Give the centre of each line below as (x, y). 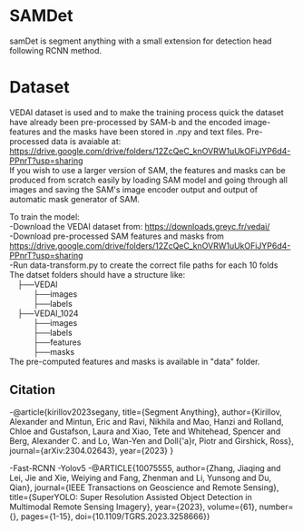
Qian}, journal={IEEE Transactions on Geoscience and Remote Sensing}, (144, 487)
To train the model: (44, 216)
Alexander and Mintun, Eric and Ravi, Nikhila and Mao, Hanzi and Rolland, (147, 421)
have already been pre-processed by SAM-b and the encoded (126, 122)
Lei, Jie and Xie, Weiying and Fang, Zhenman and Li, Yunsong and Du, (141, 477)
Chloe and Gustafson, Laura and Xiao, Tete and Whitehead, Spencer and (145, 431)
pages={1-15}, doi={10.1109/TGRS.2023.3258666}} (115, 516)
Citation (33, 390)
